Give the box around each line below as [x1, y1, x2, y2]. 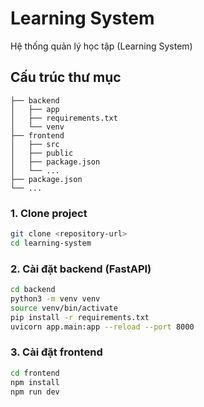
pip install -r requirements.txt [10, 312, 150, 322]
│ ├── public [10, 148, 74, 158]
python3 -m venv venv [10, 293, 101, 304]
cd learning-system [10, 238, 92, 248]
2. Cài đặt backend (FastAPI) [10, 262, 152, 276]
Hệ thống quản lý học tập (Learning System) [10, 40, 193, 52]
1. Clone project [10, 206, 88, 220]
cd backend [10, 285, 56, 295]
